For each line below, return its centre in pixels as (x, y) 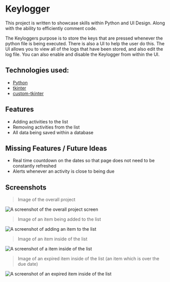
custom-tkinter (28, 93)
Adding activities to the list (40, 121)
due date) (28, 264)
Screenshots (26, 187)
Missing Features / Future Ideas (56, 148)
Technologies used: (37, 70)
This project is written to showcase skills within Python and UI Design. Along (85, 23)
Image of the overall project (46, 200)
